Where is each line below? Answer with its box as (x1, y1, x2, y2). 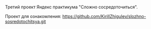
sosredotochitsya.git (5, 19, 46, 24)
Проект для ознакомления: (5, 14, 62, 19)
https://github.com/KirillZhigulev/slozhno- (62, 14, 146, 19)
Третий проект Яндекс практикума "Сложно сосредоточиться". (5, 4, 138, 10)
